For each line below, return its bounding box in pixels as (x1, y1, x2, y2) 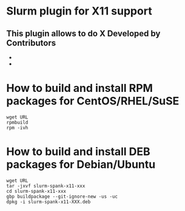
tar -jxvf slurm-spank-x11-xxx (6, 183, 86, 189)
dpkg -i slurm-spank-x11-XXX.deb (6, 198, 91, 205)
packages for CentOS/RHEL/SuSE (6, 94, 180, 108)
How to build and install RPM (6, 82, 153, 95)
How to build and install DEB (6, 145, 150, 158)
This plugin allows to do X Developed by (6, 28, 161, 39)
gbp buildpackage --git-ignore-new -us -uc (6, 193, 118, 200)
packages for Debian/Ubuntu (6, 158, 156, 172)
